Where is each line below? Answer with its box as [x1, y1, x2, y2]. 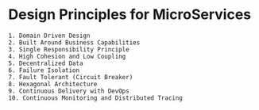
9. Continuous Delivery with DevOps [8, 87, 129, 95]
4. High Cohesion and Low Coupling [8, 52, 126, 60]
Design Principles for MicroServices [8, 6, 252, 24]
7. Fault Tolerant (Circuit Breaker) [8, 73, 133, 81]
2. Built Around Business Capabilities [8, 38, 141, 47]
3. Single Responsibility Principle [8, 45, 129, 53]
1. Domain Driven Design [8, 32, 91, 40]
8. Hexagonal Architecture [8, 80, 98, 88]
